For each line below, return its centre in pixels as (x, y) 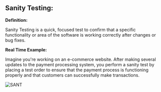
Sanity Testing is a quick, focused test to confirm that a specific (71, 30)
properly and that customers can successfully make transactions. (72, 75)
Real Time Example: (26, 49)
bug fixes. (15, 40)
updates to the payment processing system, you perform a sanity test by (80, 64)
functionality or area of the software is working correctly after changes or (80, 35)
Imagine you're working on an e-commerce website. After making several (80, 59)
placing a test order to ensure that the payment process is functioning (77, 70)
